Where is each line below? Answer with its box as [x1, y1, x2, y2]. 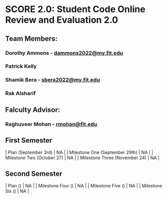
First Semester [5, 136, 53, 145]
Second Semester [5, 169, 63, 178]
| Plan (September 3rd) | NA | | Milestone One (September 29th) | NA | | [5, 150, 153, 156]
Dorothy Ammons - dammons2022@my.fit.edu [5, 49, 123, 56]
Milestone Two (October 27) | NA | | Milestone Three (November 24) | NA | [5, 155, 160, 161]
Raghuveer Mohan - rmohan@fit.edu [5, 120, 97, 127]
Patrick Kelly [5, 63, 37, 70]
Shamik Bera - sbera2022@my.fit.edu [5, 77, 100, 84]
